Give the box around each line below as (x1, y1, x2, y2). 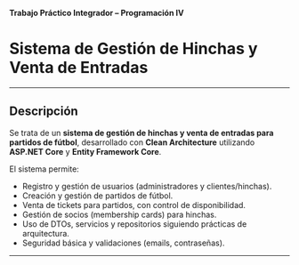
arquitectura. (21, 228, 69, 238)
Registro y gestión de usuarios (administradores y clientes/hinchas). (21, 181, 272, 191)
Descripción (9, 104, 78, 119)
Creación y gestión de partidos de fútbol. (21, 190, 174, 201)
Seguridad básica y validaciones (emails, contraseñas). (21, 237, 225, 248)
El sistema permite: (9, 164, 80, 174)
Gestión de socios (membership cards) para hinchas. (21, 209, 217, 220)
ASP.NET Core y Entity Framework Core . (9, 146, 162, 157)
